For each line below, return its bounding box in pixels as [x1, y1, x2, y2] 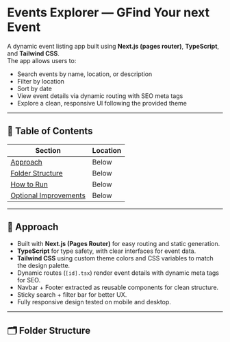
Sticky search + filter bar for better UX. [16, 290, 127, 299]
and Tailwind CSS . [7, 49, 60, 58]
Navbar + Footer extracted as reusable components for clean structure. [16, 283, 219, 291]
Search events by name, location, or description [16, 70, 153, 78]
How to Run [10, 180, 48, 189]
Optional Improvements [10, 191, 86, 200]
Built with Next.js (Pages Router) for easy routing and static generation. [16, 239, 220, 247]
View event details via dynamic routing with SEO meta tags [16, 91, 183, 100]
